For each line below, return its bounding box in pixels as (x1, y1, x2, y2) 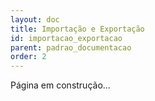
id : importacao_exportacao (10, 33, 123, 43)
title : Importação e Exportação (10, 24, 145, 34)
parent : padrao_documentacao (10, 42, 132, 53)
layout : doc (10, 14, 60, 25)
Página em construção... (10, 79, 111, 91)
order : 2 (10, 52, 47, 62)
